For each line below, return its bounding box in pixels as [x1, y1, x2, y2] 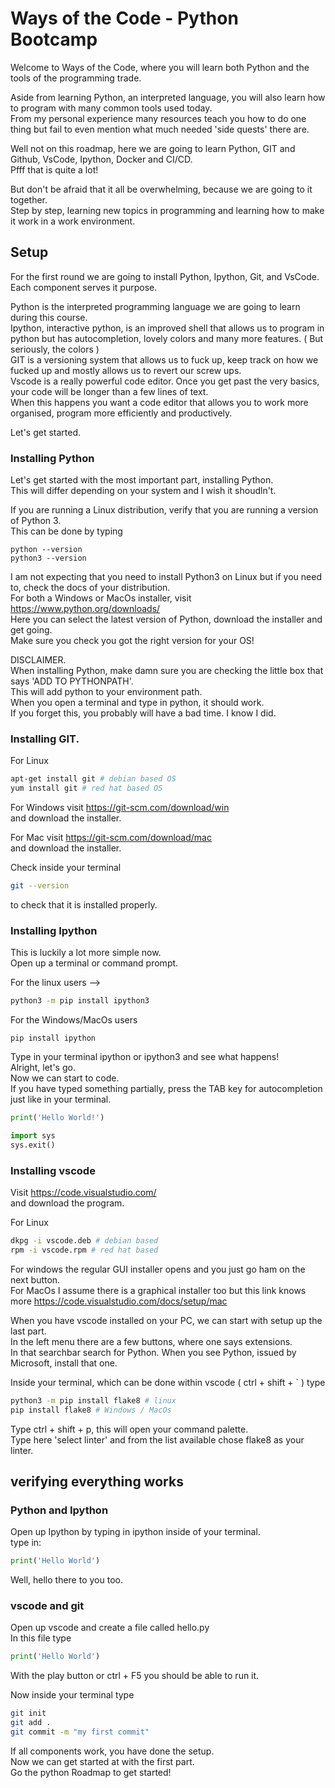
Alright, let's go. [10, 1062, 76, 1074]
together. [10, 193, 48, 206]
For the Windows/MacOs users [10, 1014, 138, 1026]
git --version [10, 881, 70, 891]
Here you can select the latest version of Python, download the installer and [10, 613, 323, 626]
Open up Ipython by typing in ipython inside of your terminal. [10, 1526, 261, 1538]
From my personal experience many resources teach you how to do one [10, 112, 307, 124]
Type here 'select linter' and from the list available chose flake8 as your [10, 1433, 305, 1446]
